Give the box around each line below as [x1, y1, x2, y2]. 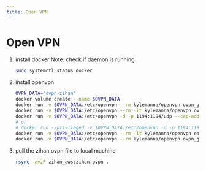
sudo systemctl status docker [15, 67, 93, 74]
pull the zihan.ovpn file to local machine [15, 147, 116, 154]
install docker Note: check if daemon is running [15, 56, 135, 63]
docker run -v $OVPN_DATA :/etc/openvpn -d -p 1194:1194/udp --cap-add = [15, 113, 202, 120]
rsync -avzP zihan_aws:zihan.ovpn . [15, 159, 109, 165]
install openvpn [15, 78, 54, 86]
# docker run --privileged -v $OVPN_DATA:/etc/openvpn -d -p [15, 124, 175, 131]
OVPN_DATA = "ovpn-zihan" [15, 90, 77, 97]
